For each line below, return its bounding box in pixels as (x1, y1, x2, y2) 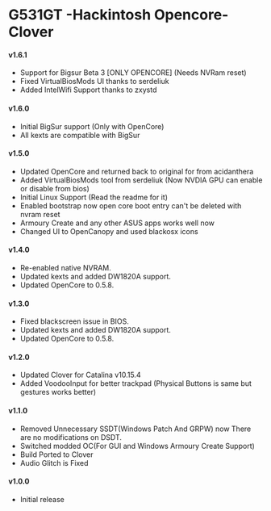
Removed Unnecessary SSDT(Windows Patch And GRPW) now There (19, 424, 252, 434)
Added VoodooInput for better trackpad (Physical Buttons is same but (19, 379, 252, 388)
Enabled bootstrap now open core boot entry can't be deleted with (19, 200, 242, 211)
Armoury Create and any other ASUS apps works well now (19, 218, 215, 228)
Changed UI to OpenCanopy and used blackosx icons (19, 226, 199, 236)
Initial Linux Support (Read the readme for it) (19, 192, 168, 202)
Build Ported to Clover (19, 450, 94, 459)
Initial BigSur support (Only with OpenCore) (19, 121, 165, 131)
